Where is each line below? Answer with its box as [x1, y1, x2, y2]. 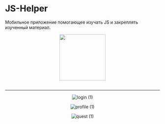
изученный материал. [5, 24, 51, 30]
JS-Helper [5, 3, 48, 14]
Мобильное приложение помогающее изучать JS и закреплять [5, 19, 138, 25]
